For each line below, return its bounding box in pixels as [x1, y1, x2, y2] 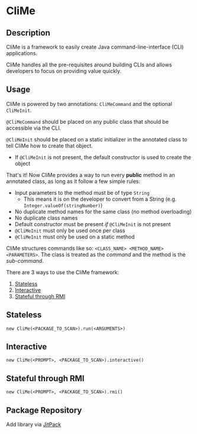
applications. [6, 50, 37, 57]
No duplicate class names [14, 214, 78, 221]
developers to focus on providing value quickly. [6, 67, 122, 75]
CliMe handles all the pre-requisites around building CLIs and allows [6, 61, 172, 68]
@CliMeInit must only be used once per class [14, 227, 125, 234]
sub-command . [6, 257, 44, 264]
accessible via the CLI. [6, 124, 62, 131]
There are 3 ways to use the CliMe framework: [6, 268, 120, 276]
